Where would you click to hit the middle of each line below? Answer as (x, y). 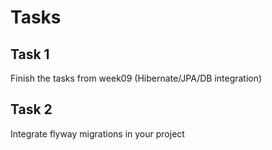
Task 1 (30, 54)
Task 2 (31, 109)
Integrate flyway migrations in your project (97, 133)
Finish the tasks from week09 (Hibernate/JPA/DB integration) (136, 78)
